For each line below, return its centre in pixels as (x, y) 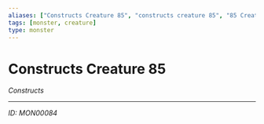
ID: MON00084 (33, 113)
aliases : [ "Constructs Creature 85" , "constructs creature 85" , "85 (123, 15)
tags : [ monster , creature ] (52, 23)
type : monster (31, 30)
